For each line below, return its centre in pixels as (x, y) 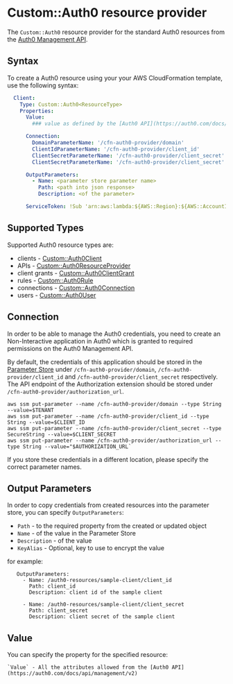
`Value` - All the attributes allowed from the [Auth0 (88, 667)
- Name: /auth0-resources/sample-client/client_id (97, 581)
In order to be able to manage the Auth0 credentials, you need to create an (114, 334)
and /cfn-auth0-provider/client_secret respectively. (141, 377)
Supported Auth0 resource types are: (61, 245)
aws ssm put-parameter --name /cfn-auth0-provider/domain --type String (114, 404)
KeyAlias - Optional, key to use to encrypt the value (91, 548)
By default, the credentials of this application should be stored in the (105, 361)
